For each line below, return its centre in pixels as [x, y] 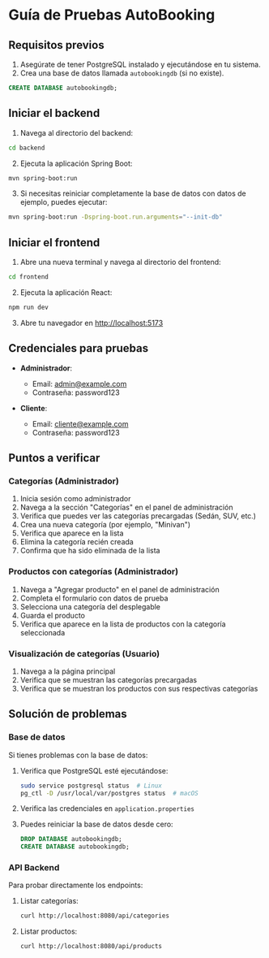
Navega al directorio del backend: [77, 132]
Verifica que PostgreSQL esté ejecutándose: [94, 770]
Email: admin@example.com [79, 384]
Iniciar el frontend [54, 243]
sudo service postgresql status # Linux [91, 786]
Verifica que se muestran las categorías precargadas [108, 679]
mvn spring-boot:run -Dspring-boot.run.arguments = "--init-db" [115, 217]
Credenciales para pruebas [78, 348]
